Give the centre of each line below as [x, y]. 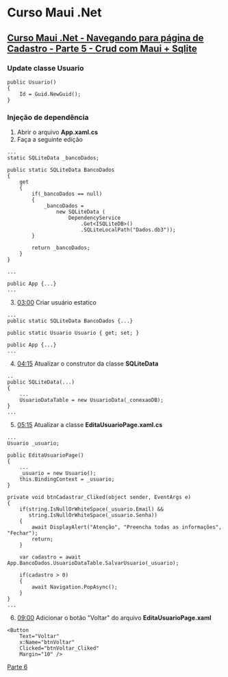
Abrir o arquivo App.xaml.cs [57, 132]
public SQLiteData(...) [41, 382]
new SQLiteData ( [81, 212]
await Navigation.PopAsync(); [75, 587]
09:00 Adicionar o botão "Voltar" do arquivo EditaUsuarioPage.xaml [114, 618]
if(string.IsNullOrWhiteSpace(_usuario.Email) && [92, 509]
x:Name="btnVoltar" [47, 642]
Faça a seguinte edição [50, 140]
